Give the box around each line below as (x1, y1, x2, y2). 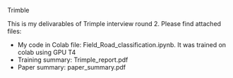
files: (7, 27, 22, 35)
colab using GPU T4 (17, 48, 76, 56)
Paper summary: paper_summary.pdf (17, 63, 126, 71)
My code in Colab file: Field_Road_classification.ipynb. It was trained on (17, 41, 227, 48)
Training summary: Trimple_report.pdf (17, 56, 129, 64)
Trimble (7, 6, 30, 14)
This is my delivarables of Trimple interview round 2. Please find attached (7, 20, 221, 27)
